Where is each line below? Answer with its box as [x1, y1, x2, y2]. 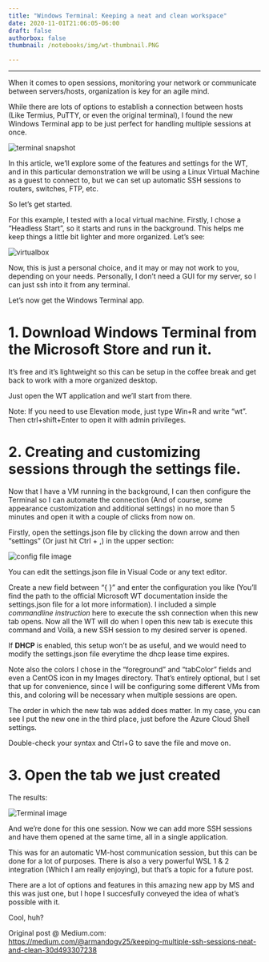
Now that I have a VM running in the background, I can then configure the [8, 487, 251, 496]
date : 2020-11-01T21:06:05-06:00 [8, 19, 120, 27]
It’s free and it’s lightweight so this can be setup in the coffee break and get [8, 367, 257, 377]
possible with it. [8, 897, 60, 907]
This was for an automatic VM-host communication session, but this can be [8, 848, 258, 857]
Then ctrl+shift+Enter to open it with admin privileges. [8, 415, 187, 425]
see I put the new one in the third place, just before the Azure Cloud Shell [8, 714, 250, 724]
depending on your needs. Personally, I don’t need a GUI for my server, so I [8, 271, 256, 281]
